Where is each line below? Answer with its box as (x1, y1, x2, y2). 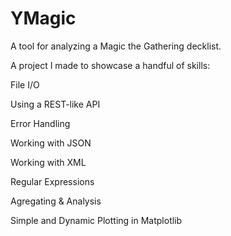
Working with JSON (10, 137, 92, 149)
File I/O (10, 78, 40, 91)
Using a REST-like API (10, 98, 101, 110)
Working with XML (10, 156, 87, 168)
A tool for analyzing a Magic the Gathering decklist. (10, 40, 222, 52)
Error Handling (10, 117, 71, 129)
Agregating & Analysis (10, 195, 102, 207)
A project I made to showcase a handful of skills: (10, 59, 211, 71)
